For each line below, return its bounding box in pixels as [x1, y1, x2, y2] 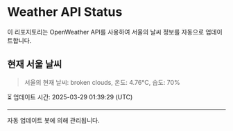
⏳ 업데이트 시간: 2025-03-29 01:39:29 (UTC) [7, 92, 133, 101]
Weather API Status [7, 4, 123, 20]
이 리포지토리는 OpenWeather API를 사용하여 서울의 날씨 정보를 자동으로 [7, 28, 205, 36]
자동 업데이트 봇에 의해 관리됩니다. [7, 116, 100, 124]
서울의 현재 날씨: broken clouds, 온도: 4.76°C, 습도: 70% [24, 78, 180, 86]
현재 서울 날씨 [7, 59, 62, 70]
